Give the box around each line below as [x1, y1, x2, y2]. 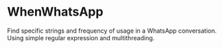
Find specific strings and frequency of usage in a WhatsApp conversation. [7, 27, 218, 35]
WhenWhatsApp [7, 4, 104, 20]
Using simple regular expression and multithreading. [7, 33, 155, 42]
